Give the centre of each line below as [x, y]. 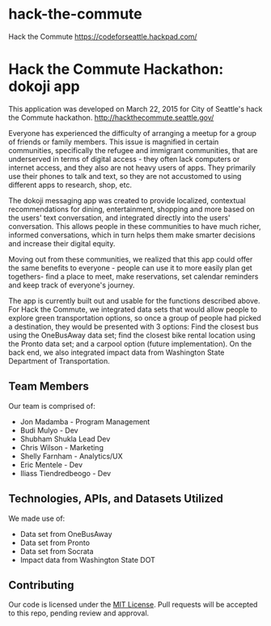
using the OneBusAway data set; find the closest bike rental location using [132, 335]
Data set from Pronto [55, 543]
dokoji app [44, 87]
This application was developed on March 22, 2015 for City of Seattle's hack [135, 109]
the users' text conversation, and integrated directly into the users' [119, 217]
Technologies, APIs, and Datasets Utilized [116, 499]
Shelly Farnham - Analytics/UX [71, 456]
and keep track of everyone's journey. [72, 285]
